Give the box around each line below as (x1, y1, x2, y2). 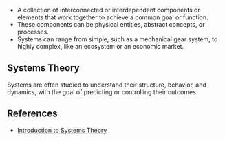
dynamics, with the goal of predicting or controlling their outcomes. (7, 87, 198, 96)
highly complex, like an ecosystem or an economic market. (17, 43, 184, 50)
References (7, 108, 58, 120)
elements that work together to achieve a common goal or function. (17, 13, 208, 21)
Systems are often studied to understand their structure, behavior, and (7, 80, 206, 89)
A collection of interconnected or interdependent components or (17, 6, 201, 14)
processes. (17, 28, 50, 36)
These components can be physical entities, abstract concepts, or (17, 21, 205, 28)
